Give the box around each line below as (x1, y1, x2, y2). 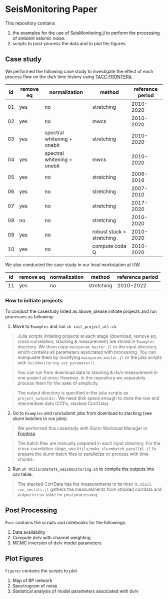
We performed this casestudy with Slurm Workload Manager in (17, 425, 147, 432)
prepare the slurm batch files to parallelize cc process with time (17, 451, 149, 457)
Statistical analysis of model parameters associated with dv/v (12, 588, 139, 594)
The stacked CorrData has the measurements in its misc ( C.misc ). (17, 481, 152, 487)
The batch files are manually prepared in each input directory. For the (17, 440, 161, 447)
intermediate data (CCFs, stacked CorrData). (17, 401, 110, 407)
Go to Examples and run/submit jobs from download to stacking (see (12, 410, 152, 417)
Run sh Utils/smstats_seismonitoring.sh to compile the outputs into (12, 466, 154, 472)
